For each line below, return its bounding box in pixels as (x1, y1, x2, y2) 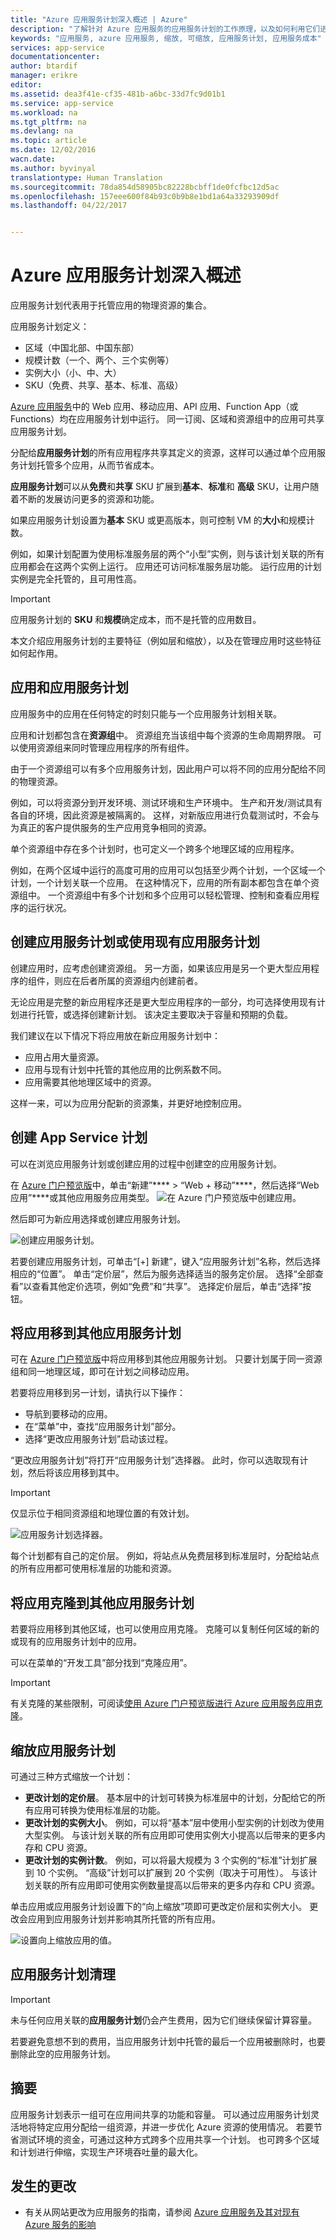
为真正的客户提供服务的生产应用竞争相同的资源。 (10, 821, 212, 833)
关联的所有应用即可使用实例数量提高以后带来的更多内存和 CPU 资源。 (33, 1879, 321, 1891)
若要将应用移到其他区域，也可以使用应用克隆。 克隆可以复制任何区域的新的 (10, 1623, 320, 1635)
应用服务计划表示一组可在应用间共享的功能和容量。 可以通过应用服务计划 (10, 2108, 311, 2120)
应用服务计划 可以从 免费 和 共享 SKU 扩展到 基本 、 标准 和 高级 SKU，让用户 (10, 481, 311, 493)
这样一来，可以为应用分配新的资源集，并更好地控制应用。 (10, 1097, 247, 1109)
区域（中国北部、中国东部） (24, 342, 140, 354)
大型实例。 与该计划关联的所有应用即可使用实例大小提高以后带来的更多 (24, 1829, 317, 1841)
